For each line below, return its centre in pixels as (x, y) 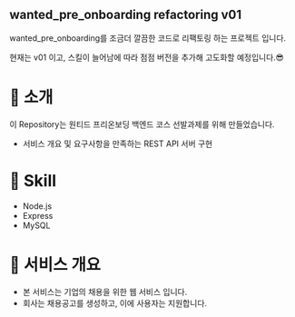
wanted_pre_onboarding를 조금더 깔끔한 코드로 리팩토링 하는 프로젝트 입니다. (148, 38)
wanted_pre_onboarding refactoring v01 (126, 15)
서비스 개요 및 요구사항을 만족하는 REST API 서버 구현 (118, 144)
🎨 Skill (33, 180)
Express (38, 215)
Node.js (37, 206)
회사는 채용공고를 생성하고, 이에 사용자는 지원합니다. (114, 302)
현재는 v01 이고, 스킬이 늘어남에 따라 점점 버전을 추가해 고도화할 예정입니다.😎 (147, 57)
